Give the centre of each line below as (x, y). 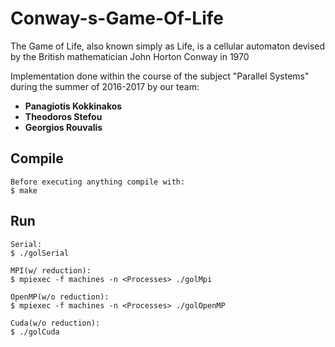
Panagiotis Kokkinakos (73, 106)
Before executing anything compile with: (98, 182)
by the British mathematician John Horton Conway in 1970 (130, 56)
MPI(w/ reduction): (51, 270)
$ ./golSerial (40, 253)
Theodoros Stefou (63, 116)
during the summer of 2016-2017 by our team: (105, 86)
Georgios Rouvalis (63, 127)
